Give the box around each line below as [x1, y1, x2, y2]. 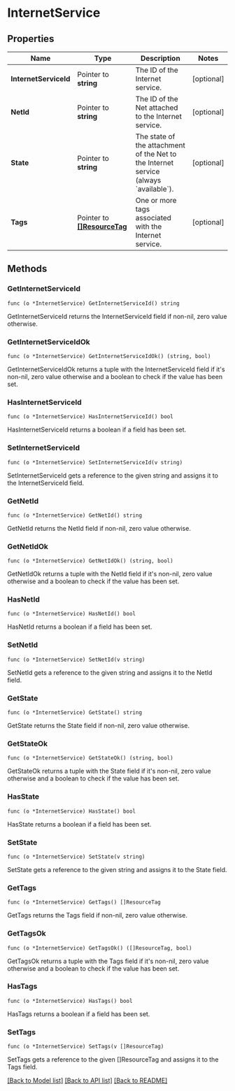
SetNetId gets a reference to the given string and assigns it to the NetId [7, 668, 213, 676]
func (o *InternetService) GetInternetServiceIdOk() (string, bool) [7, 352, 211, 359]
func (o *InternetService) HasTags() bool [7, 997, 133, 1004]
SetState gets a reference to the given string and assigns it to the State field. [7, 865, 227, 873]
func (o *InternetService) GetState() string [7, 709, 142, 716]
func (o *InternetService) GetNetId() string [7, 512, 142, 519]
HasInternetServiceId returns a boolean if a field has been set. [7, 425, 187, 434]
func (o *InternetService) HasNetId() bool [7, 611, 136, 618]
